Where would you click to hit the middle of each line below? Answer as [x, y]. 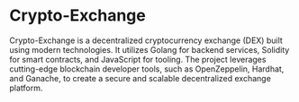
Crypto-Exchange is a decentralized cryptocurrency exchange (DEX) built [146, 40]
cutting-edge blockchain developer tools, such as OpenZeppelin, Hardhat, [147, 69]
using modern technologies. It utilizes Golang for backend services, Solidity [149, 49]
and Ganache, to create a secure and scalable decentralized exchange [140, 78]
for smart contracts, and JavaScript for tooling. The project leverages [138, 59]
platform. [26, 88]
